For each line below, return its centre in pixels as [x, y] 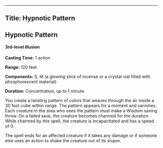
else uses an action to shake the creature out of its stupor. [63, 140]
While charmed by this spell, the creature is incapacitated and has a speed [80, 121]
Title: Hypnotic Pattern [40, 18]
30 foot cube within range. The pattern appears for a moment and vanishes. [81, 105]
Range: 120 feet [21, 67]
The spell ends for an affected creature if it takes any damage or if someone [81, 135]
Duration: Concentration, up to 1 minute [45, 91]
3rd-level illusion [23, 47]
